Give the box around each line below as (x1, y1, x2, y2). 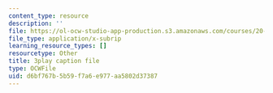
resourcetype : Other (8, 49, 79, 57)
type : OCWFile (8, 65, 57, 73)
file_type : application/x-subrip (8, 34, 122, 43)
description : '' (8, 19, 63, 27)
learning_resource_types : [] (8, 42, 107, 50)
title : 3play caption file (8, 57, 100, 66)
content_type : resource (8, 11, 89, 20)
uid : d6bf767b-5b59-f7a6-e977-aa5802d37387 (8, 72, 158, 80)
